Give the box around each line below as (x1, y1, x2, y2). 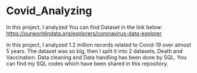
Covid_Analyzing (6, 4, 93, 18)
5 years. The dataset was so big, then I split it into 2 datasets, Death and (6, 47, 183, 54)
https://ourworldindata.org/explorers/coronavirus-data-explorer (6, 29, 162, 36)
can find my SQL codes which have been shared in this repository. (6, 60, 169, 67)
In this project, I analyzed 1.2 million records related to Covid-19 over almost (6, 41, 192, 48)
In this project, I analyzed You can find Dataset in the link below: (6, 24, 163, 31)
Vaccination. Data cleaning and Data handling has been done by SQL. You (6, 54, 187, 61)
